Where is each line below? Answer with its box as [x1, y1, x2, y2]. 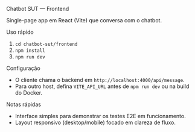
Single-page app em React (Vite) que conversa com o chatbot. [6, 17, 162, 24]
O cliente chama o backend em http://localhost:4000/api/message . [14, 77, 185, 83]
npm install [14, 48, 45, 54]
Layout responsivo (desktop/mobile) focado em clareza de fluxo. [14, 119, 176, 126]
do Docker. [14, 89, 43, 96]
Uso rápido [6, 28, 34, 36]
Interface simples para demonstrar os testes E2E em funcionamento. [14, 113, 186, 119]
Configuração [6, 64, 40, 72]
